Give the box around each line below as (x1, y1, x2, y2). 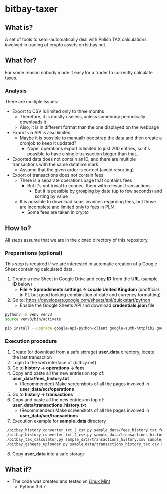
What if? (5, 465, 32, 474)
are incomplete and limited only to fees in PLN (19, 204, 114, 210)
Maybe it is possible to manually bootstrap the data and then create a (19, 135, 162, 141)
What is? (5, 23, 33, 32)
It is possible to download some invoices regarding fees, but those (19, 199, 156, 205)
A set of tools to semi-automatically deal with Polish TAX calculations (5, 36, 147, 42)
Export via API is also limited (12, 130, 71, 136)
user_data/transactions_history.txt (12, 402, 86, 408)
